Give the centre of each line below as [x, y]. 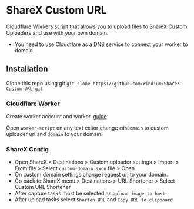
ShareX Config [27, 149]
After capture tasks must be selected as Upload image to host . [91, 193]
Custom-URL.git [25, 89]
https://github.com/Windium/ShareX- [138, 84]
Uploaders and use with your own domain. [57, 32]
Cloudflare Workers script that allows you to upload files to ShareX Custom [97, 26]
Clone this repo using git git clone [48, 83]
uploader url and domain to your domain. [54, 134]
